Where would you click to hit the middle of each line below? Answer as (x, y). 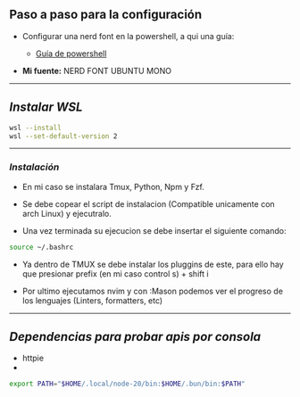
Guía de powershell (71, 54)
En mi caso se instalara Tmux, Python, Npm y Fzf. (113, 186)
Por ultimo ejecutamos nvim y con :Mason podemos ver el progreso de (153, 291)
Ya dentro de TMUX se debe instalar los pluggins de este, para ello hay (153, 264)
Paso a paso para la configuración (106, 15)
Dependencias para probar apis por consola (135, 337)
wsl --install (36, 128)
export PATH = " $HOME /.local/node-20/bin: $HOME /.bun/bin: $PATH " (127, 384)
